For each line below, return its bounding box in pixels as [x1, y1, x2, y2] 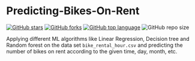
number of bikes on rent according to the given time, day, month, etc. [6, 47, 178, 54]
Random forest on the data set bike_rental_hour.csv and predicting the [6, 41, 183, 49]
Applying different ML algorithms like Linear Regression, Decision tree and [6, 35, 190, 42]
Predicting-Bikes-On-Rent [6, 4, 140, 18]
